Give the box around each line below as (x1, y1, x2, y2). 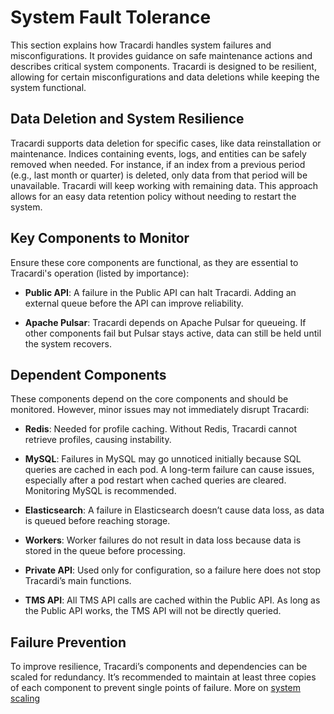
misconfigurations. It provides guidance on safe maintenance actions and (10, 49, 313, 61)
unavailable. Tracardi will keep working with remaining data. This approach (10, 179, 319, 191)
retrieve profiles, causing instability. (24, 434, 172, 446)
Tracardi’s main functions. (24, 575, 132, 587)
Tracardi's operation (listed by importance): (10, 267, 190, 279)
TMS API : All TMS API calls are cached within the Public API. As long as (24, 594, 321, 606)
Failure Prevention (10, 634, 127, 651)
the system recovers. (24, 337, 112, 350)
